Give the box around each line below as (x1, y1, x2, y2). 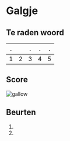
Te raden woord (6, 28, 64, 38)
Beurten (6, 108, 36, 117)
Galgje (6, 4, 38, 18)
